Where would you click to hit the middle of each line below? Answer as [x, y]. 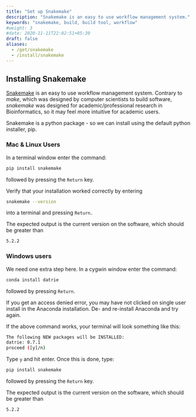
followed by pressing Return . [40, 291]
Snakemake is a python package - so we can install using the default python [98, 123]
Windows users [29, 256]
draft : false [22, 39]
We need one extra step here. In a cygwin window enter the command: [92, 269]
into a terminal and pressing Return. [50, 213]
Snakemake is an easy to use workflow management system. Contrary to [94, 93]
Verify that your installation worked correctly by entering [74, 191]
